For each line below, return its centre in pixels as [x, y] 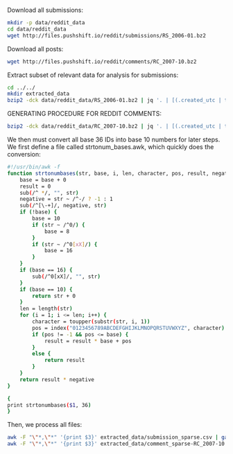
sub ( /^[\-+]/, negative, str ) [63, 206]
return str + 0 [54, 296]
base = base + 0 [43, 180]
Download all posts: [35, 49]
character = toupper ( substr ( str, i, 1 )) [91, 322]
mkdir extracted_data [38, 94]
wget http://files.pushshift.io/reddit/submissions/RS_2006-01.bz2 [107, 35]
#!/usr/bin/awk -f [34, 167]
